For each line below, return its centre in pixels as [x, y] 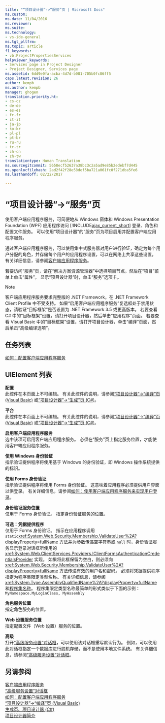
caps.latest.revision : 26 [32, 78]
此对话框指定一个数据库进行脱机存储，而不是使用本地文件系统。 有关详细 [79, 649]
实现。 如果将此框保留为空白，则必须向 [74, 559]
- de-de [13, 106]
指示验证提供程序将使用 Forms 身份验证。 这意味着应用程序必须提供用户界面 [82, 485]
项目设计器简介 [20, 715]
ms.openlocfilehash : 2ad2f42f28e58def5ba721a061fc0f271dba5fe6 [71, 170]
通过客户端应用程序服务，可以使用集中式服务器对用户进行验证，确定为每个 [81, 248]
